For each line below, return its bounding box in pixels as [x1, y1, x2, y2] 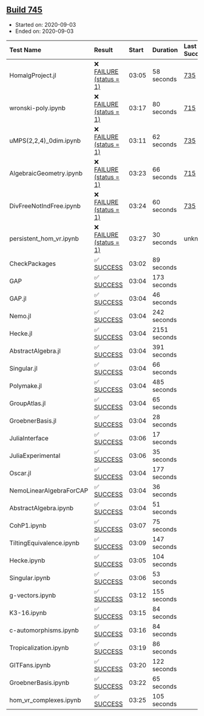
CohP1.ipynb [9, 521, 47, 530]
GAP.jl [9, 294, 27, 302]
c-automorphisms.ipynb [9, 626, 79, 634]
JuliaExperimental [9, 451, 61, 460]
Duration [152, 46, 178, 54]
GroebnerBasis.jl [9, 416, 56, 424]
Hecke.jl [9, 329, 33, 338]
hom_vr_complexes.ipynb [9, 695, 81, 704]
